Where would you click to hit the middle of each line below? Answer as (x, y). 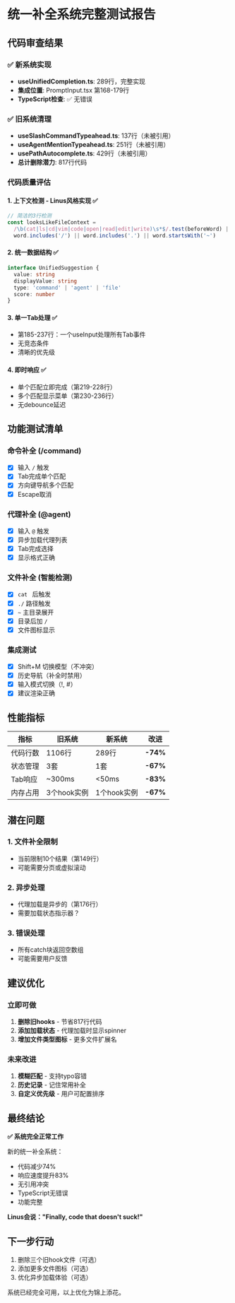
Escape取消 (35, 494)
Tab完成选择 (36, 549)
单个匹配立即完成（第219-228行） (67, 387)
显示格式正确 (36, 558)
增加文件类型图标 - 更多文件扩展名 (67, 1039)
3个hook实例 (67, 793)
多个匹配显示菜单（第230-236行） (67, 396)
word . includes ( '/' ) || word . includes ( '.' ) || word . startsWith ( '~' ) (115, 235)
